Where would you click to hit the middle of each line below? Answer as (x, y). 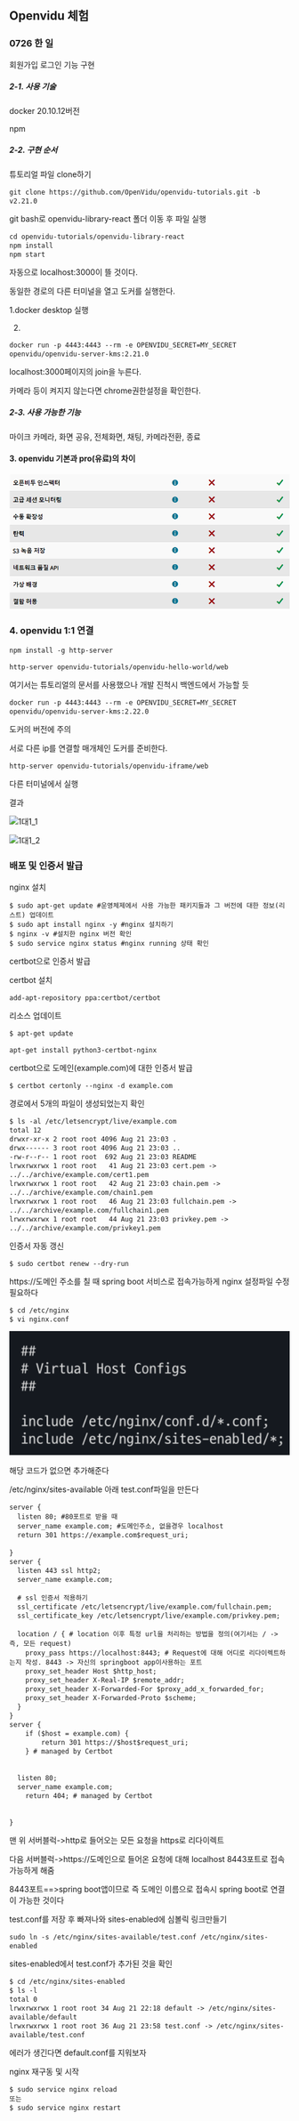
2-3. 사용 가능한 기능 (45, 413)
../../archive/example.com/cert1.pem (79, 1174)
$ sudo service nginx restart (65, 2108)
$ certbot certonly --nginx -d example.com (91, 1085)
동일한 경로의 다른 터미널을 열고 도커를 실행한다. (93, 291)
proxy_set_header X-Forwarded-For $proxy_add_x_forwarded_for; (145, 1690)
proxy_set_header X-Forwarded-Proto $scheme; (111, 1698)
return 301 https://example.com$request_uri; (103, 1536)
